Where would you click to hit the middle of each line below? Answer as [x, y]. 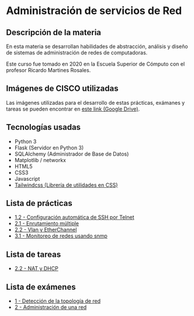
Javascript [27, 178]
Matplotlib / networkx [40, 160]
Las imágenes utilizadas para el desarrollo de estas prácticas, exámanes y [96, 102]
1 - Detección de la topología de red [58, 301]
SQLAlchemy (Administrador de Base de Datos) [72, 154]
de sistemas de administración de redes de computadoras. [77, 53]
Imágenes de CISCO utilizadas [62, 89]
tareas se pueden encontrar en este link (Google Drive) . [73, 109]
